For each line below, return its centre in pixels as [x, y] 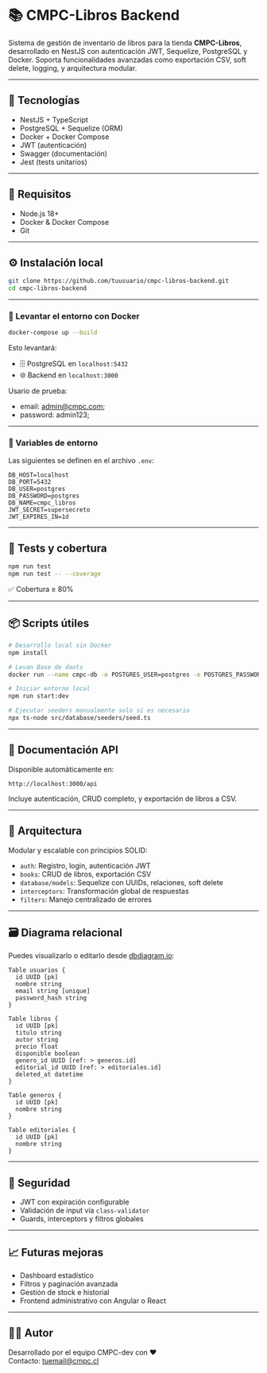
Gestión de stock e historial [64, 1293]
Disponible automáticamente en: [61, 769]
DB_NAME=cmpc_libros [43, 503]
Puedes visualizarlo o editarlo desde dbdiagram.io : [91, 956]
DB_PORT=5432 [30, 482]
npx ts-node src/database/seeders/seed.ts [79, 718]
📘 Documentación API [64, 750]
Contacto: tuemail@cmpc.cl [54, 1360]
